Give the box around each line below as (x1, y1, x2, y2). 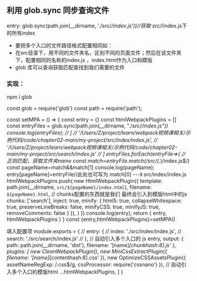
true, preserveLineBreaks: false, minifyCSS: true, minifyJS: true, (6, 203, 160, 210)
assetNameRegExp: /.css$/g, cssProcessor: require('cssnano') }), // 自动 (6, 261, 182, 268)
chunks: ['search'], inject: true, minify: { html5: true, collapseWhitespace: (6, 197, 182, 204)
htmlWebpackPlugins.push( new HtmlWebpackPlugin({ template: (6, 178, 163, 185)
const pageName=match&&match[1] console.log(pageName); (6, 164, 155, 171)
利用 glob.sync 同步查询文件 (6, 5, 109, 16)
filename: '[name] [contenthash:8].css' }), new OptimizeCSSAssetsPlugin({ (6, 254, 186, 261)
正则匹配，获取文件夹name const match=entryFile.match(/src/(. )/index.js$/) (6, 157, 190, 165)
